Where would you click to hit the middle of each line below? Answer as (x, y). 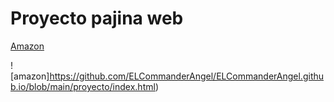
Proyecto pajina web (97, 18)
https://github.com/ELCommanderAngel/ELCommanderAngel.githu (187, 76)
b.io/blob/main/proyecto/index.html (83, 86)
